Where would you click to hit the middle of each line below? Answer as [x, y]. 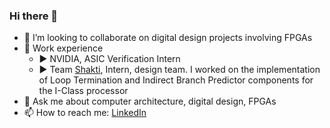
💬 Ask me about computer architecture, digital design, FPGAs [150, 101]
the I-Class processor [83, 91]
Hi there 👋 [34, 16]
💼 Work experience [63, 48]
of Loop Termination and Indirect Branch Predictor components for [176, 80]
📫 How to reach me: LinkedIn [85, 113]
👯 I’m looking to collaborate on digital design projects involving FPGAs [168, 38]
